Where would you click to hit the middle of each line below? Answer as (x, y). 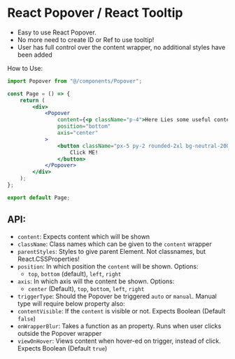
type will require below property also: (71, 304)
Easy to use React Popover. (57, 32)
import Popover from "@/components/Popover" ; (74, 81)
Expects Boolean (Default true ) (62, 348)
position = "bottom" (84, 127)
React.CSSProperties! (49, 259)
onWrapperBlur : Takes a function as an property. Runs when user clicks (119, 326)
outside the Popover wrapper (59, 333)
